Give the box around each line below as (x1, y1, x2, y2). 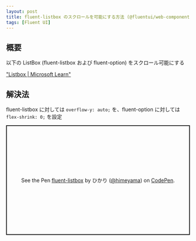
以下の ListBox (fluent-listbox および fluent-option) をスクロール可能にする (6, 59, 185, 66)
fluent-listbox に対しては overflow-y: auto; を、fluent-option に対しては (6, 106, 180, 113)
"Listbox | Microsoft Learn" (6, 71, 71, 78)
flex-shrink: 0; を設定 (6, 113, 62, 120)
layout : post (6, 8, 38, 15)
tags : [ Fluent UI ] (6, 19, 51, 25)
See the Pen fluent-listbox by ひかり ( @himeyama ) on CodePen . (21, 177, 175, 184)
